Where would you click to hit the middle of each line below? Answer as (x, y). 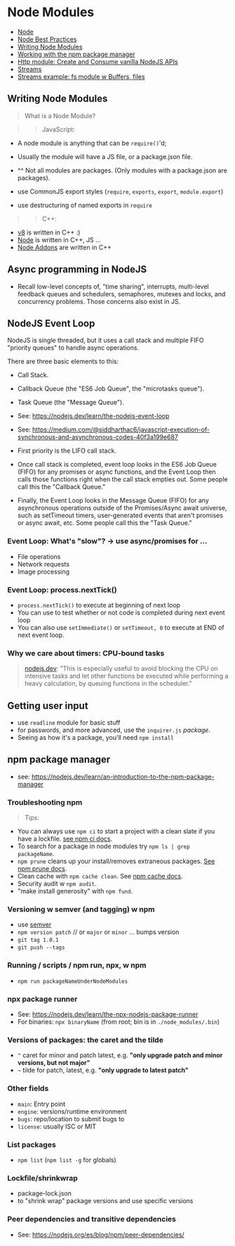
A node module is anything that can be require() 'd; (92, 143)
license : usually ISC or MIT (57, 1126)
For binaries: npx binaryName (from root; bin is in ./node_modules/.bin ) (118, 1022)
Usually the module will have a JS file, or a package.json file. (105, 156)
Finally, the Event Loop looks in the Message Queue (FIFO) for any (113, 501)
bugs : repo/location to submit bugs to (71, 1119)
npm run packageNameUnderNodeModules (73, 981)
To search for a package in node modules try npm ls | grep (104, 846)
